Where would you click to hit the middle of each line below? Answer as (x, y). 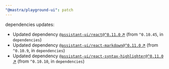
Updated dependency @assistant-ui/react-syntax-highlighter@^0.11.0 (88, 56)
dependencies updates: (30, 24)
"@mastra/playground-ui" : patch (39, 10)
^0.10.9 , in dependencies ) (39, 50)
